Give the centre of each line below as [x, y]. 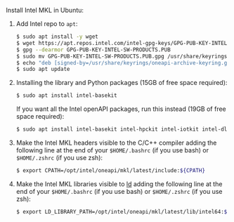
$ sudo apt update [43, 70]
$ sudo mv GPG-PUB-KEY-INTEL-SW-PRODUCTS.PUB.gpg [90, 56]
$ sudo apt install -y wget [57, 37]
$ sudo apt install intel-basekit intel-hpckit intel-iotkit [108, 129]
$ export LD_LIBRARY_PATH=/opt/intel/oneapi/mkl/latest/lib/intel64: [120, 211]
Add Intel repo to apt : [47, 24]
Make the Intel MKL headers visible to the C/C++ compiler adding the [116, 143]
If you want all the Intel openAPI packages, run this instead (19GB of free [121, 109]
